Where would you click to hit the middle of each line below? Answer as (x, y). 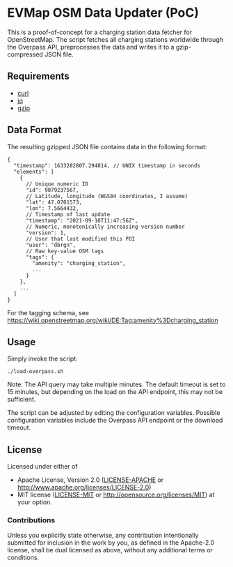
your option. (34, 502)
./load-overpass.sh (35, 372)
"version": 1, (46, 233)
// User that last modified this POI (80, 239)
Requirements (38, 76)
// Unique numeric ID (57, 184)
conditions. (23, 558)
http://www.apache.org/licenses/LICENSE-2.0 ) (84, 487)
